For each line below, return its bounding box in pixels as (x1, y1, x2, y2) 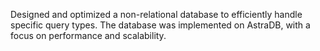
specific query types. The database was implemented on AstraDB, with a (10, 19, 311, 31)
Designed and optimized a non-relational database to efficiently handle (10, 9, 303, 20)
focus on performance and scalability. (10, 30, 167, 41)
